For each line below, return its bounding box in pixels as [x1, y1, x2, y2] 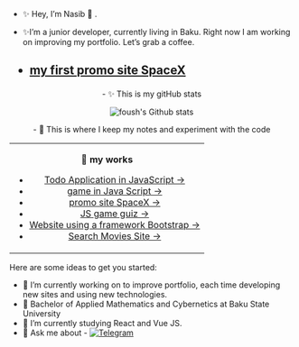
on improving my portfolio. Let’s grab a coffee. [22, 37, 195, 47]
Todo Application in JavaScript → [43, 174, 185, 187]
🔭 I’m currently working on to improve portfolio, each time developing [22, 279, 281, 290]
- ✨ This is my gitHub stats [102, 88, 201, 99]
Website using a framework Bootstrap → [29, 219, 201, 232]
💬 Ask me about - [22, 327, 89, 338]
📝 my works [80, 153, 134, 166]
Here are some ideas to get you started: [9, 262, 158, 273]
